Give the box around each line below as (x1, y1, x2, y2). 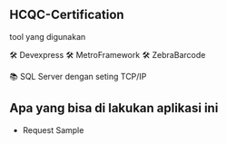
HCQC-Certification (9, 7, 124, 23)
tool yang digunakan (9, 31, 86, 42)
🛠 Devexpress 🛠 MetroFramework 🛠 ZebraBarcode (9, 49, 206, 60)
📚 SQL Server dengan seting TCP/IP (9, 71, 147, 82)
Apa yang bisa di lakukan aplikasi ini (9, 101, 219, 116)
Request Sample (22, 124, 84, 135)
